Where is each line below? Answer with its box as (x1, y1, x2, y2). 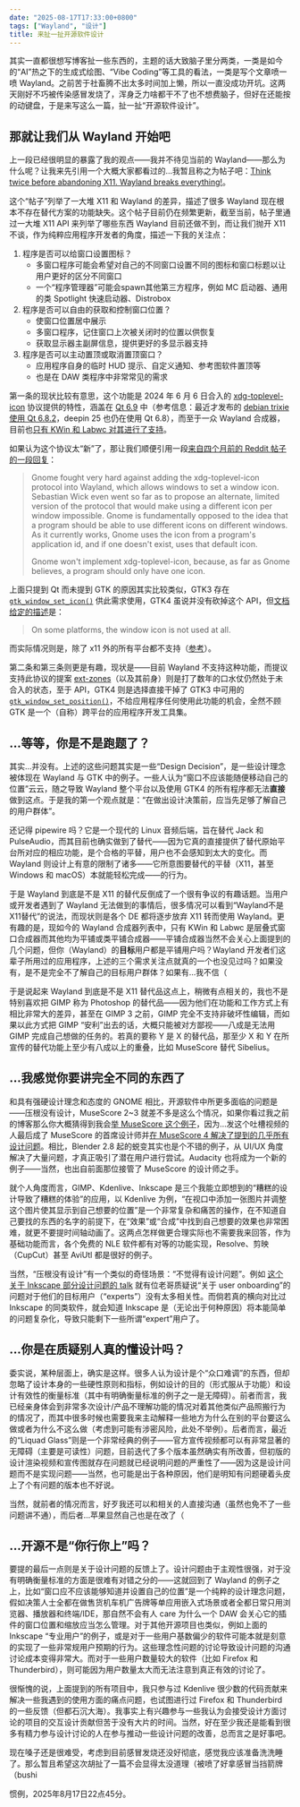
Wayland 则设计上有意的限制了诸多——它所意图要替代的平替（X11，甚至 (9, 859, 274, 869)
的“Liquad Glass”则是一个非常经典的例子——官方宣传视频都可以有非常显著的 (9, 1434, 291, 1445)
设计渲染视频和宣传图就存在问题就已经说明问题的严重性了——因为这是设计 (9, 1457, 283, 1468)
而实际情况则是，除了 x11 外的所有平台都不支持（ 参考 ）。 (9, 643, 216, 654)
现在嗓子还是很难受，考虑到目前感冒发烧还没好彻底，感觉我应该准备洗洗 (9, 1747, 275, 1758)
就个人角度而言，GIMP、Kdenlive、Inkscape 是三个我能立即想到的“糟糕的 (9, 1182, 280, 1193)
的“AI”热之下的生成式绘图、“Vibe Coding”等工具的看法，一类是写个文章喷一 (9, 66, 287, 77)
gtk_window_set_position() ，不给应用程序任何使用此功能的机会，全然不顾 (9, 696, 281, 707)
